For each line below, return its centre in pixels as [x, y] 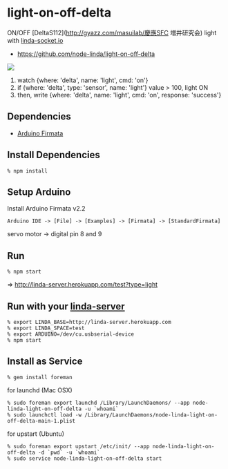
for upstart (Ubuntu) [36, 434]
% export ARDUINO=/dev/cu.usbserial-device [71, 334]
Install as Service [45, 362]
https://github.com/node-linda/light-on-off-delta [86, 54]
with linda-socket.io [35, 40]
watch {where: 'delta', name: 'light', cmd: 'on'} [83, 80]
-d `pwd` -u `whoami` [69, 452]
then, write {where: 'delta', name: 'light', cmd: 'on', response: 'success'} [119, 95]
